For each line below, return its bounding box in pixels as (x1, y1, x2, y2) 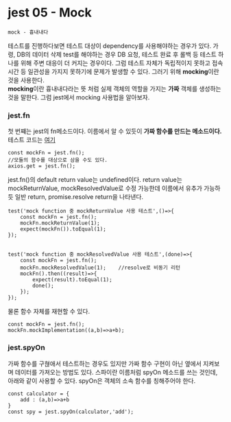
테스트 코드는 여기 (8, 136, 56, 144)
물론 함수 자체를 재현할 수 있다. (8, 307, 90, 316)
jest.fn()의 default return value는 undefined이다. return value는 (8, 176, 182, 184)
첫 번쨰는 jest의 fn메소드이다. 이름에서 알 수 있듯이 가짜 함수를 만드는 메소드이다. (8, 127, 222, 135)
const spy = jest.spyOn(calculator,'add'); (8, 408, 134, 415)
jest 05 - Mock (8, 5, 92, 21)
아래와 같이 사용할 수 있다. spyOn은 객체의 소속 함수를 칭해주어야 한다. (8, 376, 196, 385)
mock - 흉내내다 (8, 29, 49, 36)
